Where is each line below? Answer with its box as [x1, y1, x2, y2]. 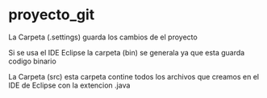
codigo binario [8, 56, 56, 66]
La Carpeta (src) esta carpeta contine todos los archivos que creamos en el [8, 71, 260, 81]
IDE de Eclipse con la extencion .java [8, 80, 131, 90]
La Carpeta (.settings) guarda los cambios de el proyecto [8, 32, 198, 42]
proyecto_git [8, 6, 95, 24]
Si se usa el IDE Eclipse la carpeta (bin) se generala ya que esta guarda [8, 47, 245, 57]
